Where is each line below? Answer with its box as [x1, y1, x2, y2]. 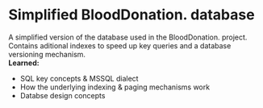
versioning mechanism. [8, 49, 86, 59]
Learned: [8, 58, 40, 68]
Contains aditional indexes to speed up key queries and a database [8, 40, 232, 50]
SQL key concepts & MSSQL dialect [19, 73, 139, 83]
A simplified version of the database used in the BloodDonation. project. [8, 32, 248, 42]
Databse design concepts [19, 90, 106, 100]
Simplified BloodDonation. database [8, 6, 256, 24]
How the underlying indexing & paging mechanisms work [19, 82, 211, 92]
